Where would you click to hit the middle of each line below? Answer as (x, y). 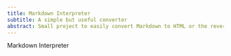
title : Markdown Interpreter (49, 13)
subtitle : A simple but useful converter (67, 20)
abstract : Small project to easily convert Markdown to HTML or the (107, 26)
